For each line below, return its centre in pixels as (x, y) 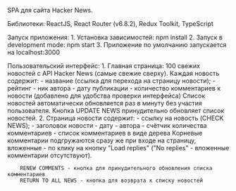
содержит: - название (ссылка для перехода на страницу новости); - (112, 81)
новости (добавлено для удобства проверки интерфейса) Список (106, 95)
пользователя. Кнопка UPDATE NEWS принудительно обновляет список (116, 111)
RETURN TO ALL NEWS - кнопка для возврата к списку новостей (111, 180)
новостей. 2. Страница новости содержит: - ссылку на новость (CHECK (116, 118)
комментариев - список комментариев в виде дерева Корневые (105, 133)
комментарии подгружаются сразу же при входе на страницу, (102, 140)
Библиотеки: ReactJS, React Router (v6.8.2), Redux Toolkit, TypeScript (110, 24)
